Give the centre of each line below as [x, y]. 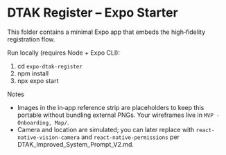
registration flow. [31, 39]
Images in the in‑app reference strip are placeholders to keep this [111, 107]
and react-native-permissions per [130, 137]
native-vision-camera [48, 137]
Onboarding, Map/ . [43, 122]
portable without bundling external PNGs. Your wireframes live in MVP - [118, 115]
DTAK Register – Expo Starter [93, 13]
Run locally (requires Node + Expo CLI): [63, 53]
